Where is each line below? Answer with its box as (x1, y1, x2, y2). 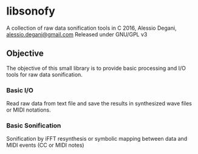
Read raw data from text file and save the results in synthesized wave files (6, 100, 193, 107)
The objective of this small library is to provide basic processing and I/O (6, 64, 186, 72)
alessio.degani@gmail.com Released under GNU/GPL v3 (6, 30, 148, 38)
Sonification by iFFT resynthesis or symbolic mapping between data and (6, 135, 188, 142)
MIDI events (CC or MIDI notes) (6, 141, 84, 149)
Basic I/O (6, 86, 33, 95)
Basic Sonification (6, 121, 61, 130)
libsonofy (6, 4, 56, 18)
